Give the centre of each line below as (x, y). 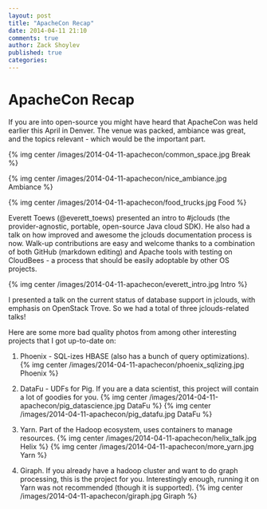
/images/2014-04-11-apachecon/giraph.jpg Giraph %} (108, 495)
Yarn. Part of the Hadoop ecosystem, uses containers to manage (126, 429)
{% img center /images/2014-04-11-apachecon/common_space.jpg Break (130, 154)
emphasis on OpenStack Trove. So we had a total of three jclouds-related (129, 308)
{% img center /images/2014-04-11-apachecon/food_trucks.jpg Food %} (128, 202)
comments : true (33, 38)
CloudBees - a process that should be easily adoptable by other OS (119, 260)
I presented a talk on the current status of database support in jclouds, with (132, 300)
